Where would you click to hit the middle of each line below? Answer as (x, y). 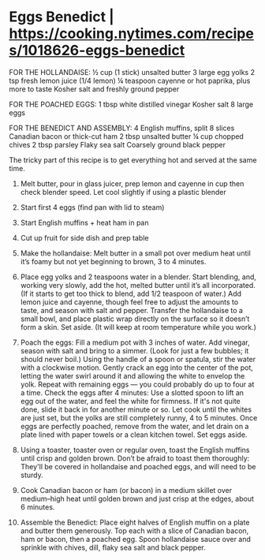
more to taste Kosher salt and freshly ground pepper (94, 89)
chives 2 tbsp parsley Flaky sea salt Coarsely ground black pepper (117, 144)
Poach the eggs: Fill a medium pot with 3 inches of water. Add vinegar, (135, 342)
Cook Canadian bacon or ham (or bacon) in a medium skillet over (126, 490)
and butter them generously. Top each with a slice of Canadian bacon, (134, 530)
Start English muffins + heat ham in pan (84, 222)
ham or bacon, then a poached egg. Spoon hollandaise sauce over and (136, 539)
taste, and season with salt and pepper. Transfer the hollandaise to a (132, 310)
